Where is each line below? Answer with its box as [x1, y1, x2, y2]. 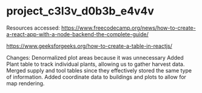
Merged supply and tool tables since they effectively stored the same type [6, 66, 192, 74]
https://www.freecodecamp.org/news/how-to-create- [61, 24, 196, 31]
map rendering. [6, 80, 45, 87]
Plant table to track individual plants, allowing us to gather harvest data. [6, 60, 185, 68]
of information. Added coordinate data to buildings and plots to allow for [6, 73, 187, 80]
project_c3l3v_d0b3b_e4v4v [6, 4, 155, 18]
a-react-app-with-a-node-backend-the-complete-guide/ [6, 30, 149, 37]
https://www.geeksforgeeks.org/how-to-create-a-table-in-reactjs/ [6, 42, 173, 50]
